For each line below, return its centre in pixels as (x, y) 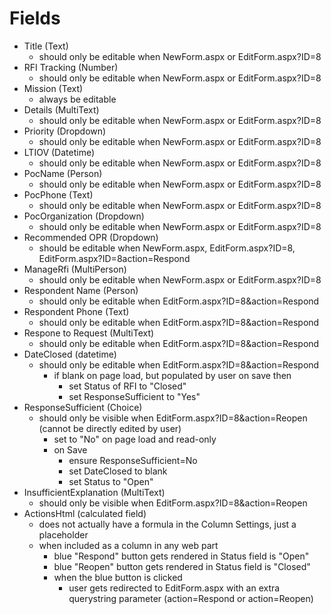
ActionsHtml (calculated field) (85, 513)
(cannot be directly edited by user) (110, 428)
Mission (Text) (53, 88)
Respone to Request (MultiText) (89, 333)
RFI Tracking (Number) (71, 67)
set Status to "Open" (111, 481)
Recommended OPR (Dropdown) (91, 237)
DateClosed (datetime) (70, 354)
